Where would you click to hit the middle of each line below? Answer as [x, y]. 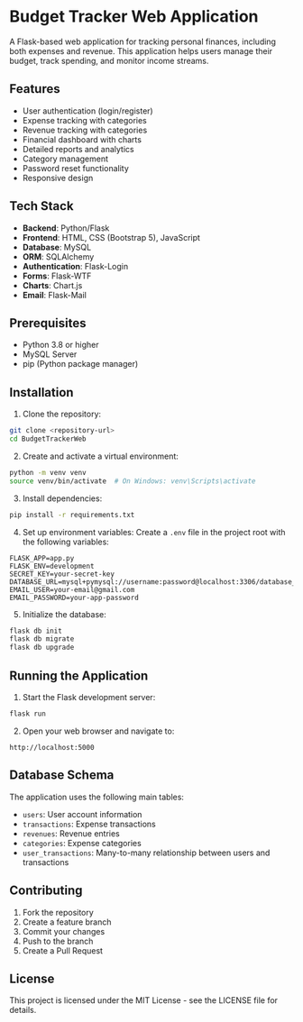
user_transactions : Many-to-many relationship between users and [146, 853]
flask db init [36, 631]
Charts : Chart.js [52, 285]
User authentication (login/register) [87, 111]
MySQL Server [50, 354]
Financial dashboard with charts [82, 139]
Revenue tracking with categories [85, 130]
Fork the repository [58, 912]
